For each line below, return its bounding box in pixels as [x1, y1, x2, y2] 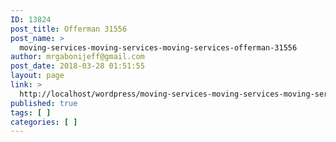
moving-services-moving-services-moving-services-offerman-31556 [19, 42, 298, 53]
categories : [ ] [10, 117, 78, 127]
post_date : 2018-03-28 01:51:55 [10, 61, 145, 71]
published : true [10, 98, 78, 108]
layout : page [10, 71, 65, 81]
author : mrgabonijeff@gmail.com [10, 52, 145, 62]
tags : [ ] [10, 107, 52, 118]
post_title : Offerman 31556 [10, 24, 128, 34]
